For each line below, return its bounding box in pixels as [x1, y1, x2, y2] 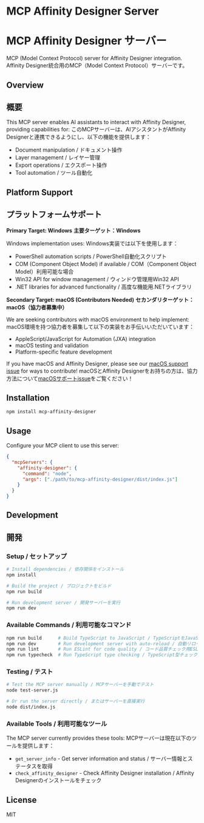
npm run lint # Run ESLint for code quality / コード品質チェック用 [6, 646, 191, 653]
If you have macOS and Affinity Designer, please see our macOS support [6, 360, 188, 367]
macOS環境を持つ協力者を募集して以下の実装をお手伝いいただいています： [6, 323, 194, 330]
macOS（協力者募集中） [6, 303, 68, 311]
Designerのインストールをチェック [15, 777, 102, 784]
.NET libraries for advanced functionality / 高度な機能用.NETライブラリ [15, 283, 192, 290]
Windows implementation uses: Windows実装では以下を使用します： [6, 239, 178, 247]
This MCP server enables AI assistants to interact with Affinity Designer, [6, 119, 186, 126]
